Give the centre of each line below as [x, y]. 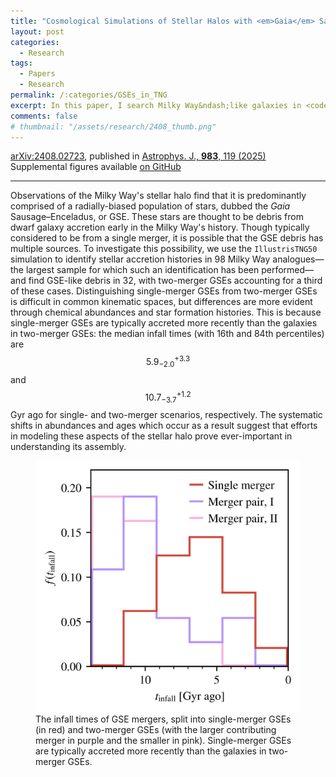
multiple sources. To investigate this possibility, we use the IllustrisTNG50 [164, 249]
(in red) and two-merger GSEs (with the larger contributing [156, 729]
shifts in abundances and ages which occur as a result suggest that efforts [164, 426]
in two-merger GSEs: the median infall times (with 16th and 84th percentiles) [167, 334]
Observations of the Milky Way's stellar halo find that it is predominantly [158, 196]
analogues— [298, 259]
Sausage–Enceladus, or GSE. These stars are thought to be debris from [157, 217]
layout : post [37, 31]
